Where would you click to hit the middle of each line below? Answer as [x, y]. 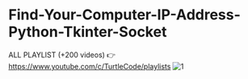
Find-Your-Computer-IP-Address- [124, 15]
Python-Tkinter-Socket [88, 32]
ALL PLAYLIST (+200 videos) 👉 [62, 55]
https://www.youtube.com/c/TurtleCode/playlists [90, 66]
